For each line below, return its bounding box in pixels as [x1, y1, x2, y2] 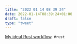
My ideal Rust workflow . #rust [5, 34, 65, 40]
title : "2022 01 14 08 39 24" [5, 7, 66, 12]
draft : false [5, 16, 31, 21]
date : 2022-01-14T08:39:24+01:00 [5, 12, 73, 16]
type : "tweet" [5, 20, 34, 26]
